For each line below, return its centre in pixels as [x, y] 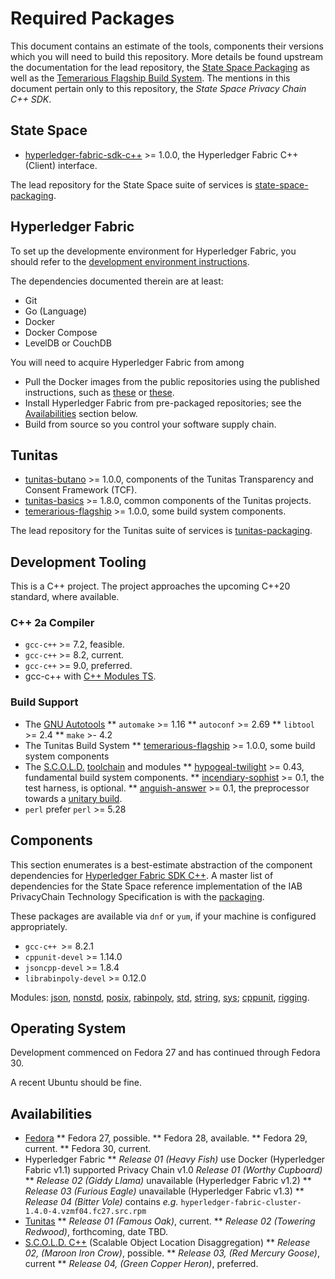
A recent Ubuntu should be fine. [76, 1083]
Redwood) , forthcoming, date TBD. [96, 1232]
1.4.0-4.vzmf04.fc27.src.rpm [85, 1212]
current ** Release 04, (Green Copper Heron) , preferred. [141, 1264]
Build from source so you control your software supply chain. [150, 424]
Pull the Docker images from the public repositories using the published [172, 381]
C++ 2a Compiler [52, 623]
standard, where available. [65, 597]
